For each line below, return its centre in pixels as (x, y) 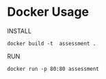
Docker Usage (48, 12)
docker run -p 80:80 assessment (53, 69)
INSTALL (19, 31)
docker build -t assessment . (52, 43)
